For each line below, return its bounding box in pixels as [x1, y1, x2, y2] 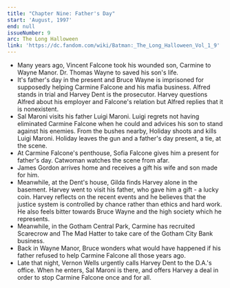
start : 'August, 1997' [7, 17, 72, 23]
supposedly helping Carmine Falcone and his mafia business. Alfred [17, 83, 211, 91]
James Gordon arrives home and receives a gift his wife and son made [17, 163, 218, 172]
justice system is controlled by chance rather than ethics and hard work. [17, 200, 222, 208]
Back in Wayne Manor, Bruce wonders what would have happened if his [17, 244, 222, 252]
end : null [7, 23, 36, 30]
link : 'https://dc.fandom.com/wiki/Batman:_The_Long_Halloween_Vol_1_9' [7, 42, 220, 49]
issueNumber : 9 [7, 29, 51, 37]
